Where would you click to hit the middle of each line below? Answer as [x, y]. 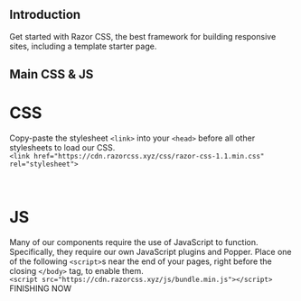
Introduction [45, 15]
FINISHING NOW [41, 288]
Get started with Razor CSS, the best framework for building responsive [143, 36]
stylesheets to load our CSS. [62, 148]
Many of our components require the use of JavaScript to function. [134, 242]
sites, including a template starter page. [83, 46]
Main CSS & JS [52, 74]
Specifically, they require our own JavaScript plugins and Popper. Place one [150, 252]
